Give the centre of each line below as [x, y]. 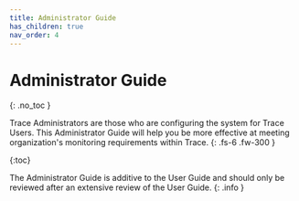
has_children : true [47, 26]
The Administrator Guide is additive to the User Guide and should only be [147, 178]
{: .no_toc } [30, 105]
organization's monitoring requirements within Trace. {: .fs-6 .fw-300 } [143, 143]
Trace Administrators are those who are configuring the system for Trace [147, 123]
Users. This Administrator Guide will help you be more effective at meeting [149, 132]
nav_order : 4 [34, 35]
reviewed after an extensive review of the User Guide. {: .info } [127, 187]
